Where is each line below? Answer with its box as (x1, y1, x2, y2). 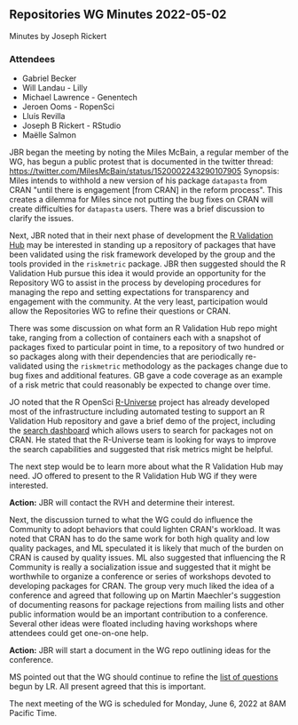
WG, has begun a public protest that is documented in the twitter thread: (9, 156, 274, 167)
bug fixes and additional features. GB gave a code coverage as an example (9, 370, 284, 381)
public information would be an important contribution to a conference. (9, 609, 269, 620)
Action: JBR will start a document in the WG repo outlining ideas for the (9, 645, 271, 656)
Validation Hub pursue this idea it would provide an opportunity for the (9, 268, 266, 279)
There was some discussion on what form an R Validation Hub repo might (9, 323, 278, 334)
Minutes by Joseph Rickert (9, 30, 107, 41)
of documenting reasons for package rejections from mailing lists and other (9, 600, 285, 610)
